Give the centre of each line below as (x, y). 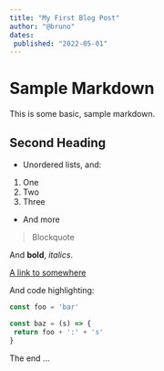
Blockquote (53, 237)
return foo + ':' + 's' (58, 332)
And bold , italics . (41, 255)
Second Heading (58, 143)
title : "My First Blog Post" (65, 18)
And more (41, 219)
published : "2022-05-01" (60, 43)
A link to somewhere (48, 272)
